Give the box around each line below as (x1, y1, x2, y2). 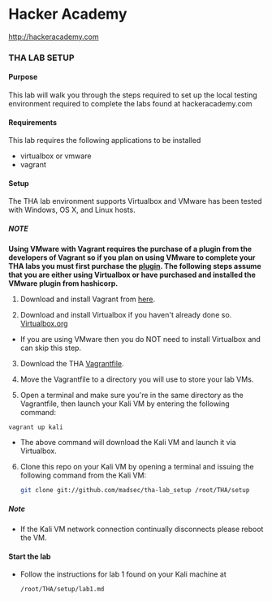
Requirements (8, 117, 58, 127)
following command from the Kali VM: (19, 470, 147, 480)
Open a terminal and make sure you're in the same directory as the (19, 391, 244, 400)
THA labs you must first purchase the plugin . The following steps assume (8, 262, 261, 271)
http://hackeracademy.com (8, 32, 99, 41)
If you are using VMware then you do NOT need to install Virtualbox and (19, 335, 261, 344)
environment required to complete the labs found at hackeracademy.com (8, 99, 253, 109)
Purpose (8, 72, 38, 82)
